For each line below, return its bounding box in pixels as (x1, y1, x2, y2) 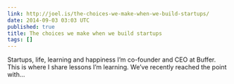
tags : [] (7, 36, 33, 43)
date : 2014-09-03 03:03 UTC (7, 17, 90, 24)
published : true (7, 23, 55, 30)
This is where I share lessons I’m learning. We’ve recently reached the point (7, 63, 227, 71)
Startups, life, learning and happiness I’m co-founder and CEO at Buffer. (7, 55, 216, 64)
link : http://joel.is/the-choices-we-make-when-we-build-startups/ (7, 10, 210, 17)
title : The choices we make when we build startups (7, 29, 162, 37)
